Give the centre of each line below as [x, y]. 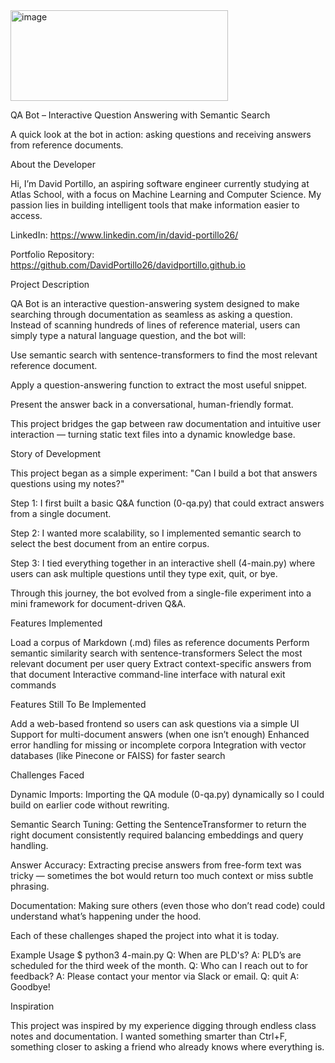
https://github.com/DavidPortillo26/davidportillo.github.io [128, 265]
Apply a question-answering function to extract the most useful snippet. [159, 385]
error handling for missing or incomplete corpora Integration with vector [158, 745]
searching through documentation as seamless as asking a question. [151, 314]
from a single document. [61, 513]
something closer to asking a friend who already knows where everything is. [167, 1047]
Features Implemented [56, 623]
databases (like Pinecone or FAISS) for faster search [118, 755]
